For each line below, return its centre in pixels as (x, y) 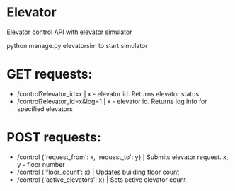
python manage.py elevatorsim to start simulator (77, 45)
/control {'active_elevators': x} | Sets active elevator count (102, 179)
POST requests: (54, 138)
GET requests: (50, 74)
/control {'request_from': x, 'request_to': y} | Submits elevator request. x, (122, 157)
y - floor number (41, 164)
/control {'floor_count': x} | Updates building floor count (98, 172)
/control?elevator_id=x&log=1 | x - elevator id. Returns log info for (112, 101)
